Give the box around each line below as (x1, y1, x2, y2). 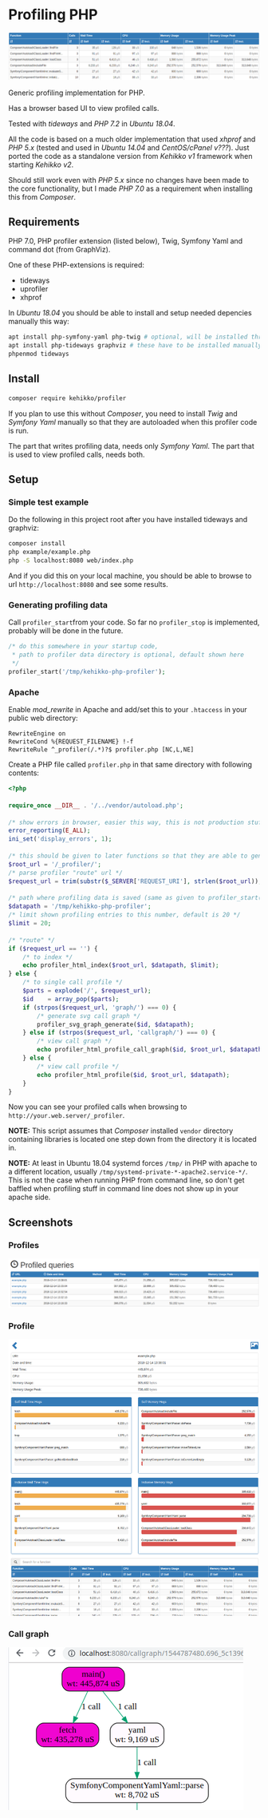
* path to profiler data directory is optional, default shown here (11, 651, 245, 659)
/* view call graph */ (37, 1037, 112, 1045)
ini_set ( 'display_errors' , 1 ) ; (8, 835, 112, 843)
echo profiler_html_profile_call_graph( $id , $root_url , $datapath (37, 1046, 262, 1054)
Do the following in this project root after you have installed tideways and (8, 515, 248, 525)
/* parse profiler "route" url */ (8, 869, 124, 877)
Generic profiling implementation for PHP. (8, 88, 145, 97)
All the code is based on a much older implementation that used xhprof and (8, 134, 256, 144)
